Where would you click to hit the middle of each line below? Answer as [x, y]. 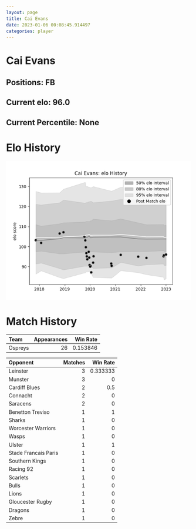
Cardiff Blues [24, 387]
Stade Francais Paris [33, 453]
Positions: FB [31, 82]
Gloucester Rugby [30, 502]
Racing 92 [21, 469]
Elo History [33, 148]
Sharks [17, 420]
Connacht [20, 396]
